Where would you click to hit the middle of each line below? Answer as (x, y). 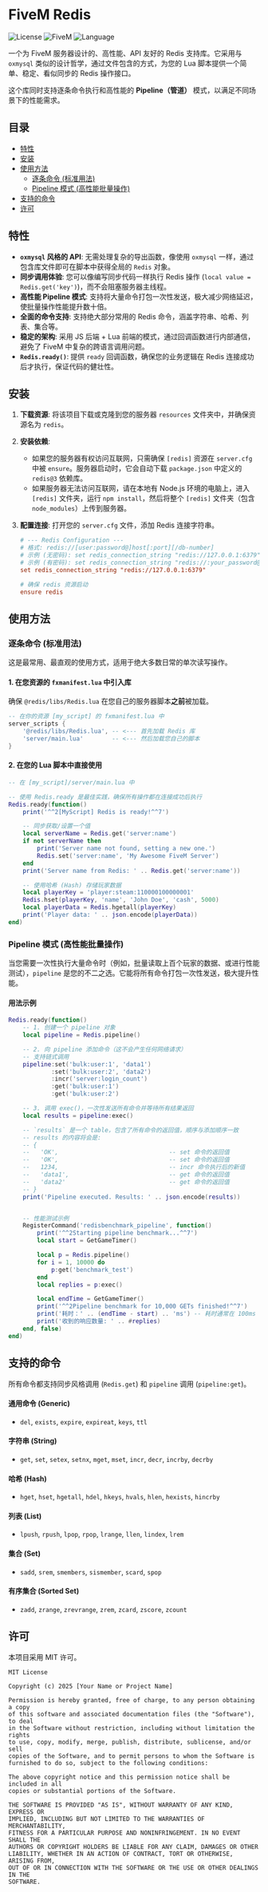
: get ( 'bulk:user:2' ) (85, 1094)
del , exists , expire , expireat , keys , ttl (83, 1421)
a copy (19, 1707)
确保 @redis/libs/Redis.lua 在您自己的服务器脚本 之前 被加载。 (111, 701)
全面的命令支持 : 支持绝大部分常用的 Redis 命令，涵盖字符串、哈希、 (130, 316)
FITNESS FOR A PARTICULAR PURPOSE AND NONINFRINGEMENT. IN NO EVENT (124, 1833)
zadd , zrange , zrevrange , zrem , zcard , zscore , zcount (103, 1609)
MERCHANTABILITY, (37, 1826)
